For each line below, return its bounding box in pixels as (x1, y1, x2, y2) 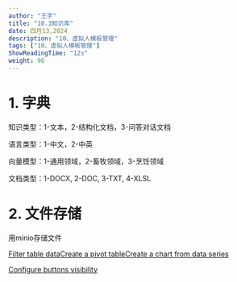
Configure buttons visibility (8, 264, 98, 274)
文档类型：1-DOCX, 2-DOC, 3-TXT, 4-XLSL (8, 173, 152, 183)
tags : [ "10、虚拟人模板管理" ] (8, 42, 101, 50)
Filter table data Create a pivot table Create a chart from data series (8, 249, 229, 259)
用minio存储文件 (8, 233, 62, 243)
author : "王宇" (8, 11, 57, 20)
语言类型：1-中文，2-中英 (8, 139, 94, 149)
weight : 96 (8, 57, 45, 65)
